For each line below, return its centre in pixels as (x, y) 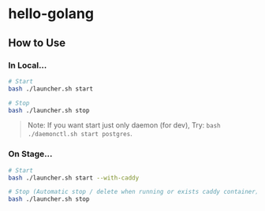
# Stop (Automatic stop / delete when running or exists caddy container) (134, 192)
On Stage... (30, 154)
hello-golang (51, 14)
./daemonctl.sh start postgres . (80, 134)
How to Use (37, 43)
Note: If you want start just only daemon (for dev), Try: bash (124, 125)
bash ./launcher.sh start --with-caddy (74, 178)
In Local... (28, 65)
